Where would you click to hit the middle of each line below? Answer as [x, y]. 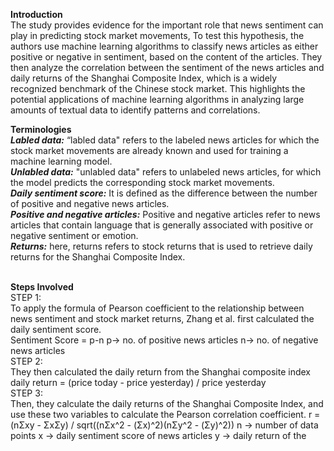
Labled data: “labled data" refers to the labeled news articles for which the [165, 140]
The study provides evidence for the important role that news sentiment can [167, 25]
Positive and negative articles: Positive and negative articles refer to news [165, 214]
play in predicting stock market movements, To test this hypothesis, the [157, 35]
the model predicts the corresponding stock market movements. [142, 182]
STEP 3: [26, 393]
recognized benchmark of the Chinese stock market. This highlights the [158, 88]
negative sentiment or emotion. [74, 235]
